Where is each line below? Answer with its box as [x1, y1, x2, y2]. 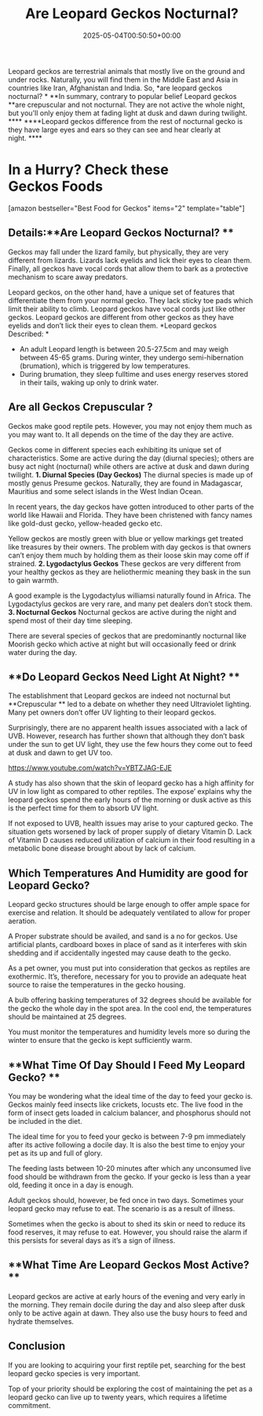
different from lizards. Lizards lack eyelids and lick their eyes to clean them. [8, 255, 253, 265]
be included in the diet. [8, 1116, 82, 1125]
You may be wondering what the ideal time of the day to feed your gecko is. [8, 1091, 254, 1100]
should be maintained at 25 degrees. [8, 1012, 127, 1022]
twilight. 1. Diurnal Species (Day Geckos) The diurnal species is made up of [8, 470, 254, 479]
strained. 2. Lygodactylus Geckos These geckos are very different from [8, 558, 241, 568]
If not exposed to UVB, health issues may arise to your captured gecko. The [8, 818, 254, 829]
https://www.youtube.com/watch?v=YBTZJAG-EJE [8, 763, 173, 773]
